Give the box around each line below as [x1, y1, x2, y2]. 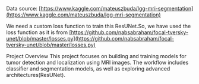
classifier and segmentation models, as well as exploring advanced [6, 65, 170, 72]
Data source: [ [6, 5, 41, 12]
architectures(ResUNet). [6, 72, 65, 78]
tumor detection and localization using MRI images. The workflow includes [6, 59, 189, 66]
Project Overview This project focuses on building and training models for [6, 53, 187, 59]
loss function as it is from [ [6, 29, 71, 36]
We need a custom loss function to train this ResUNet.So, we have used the [6, 23, 191, 29]
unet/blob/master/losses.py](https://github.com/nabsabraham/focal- [6, 35, 174, 42]
